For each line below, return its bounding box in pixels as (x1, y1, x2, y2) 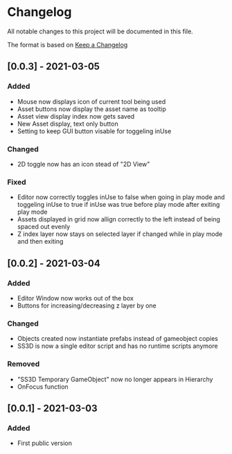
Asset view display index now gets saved (17, 112, 135, 120)
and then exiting (17, 237, 64, 246)
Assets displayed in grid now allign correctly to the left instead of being (17, 215, 220, 224)
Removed (7, 359, 40, 369)
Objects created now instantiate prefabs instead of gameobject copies (17, 335, 218, 343)
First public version (17, 439, 73, 448)
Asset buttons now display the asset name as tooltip (17, 105, 166, 113)
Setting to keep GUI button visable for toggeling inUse (17, 126, 172, 135)
